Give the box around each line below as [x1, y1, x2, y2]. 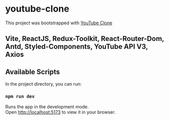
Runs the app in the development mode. [5, 104, 89, 110]
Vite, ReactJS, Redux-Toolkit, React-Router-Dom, [5, 34, 164, 43]
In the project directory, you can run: [5, 81, 82, 87]
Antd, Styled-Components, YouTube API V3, [5, 43, 148, 51]
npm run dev [5, 94, 35, 99]
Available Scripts [5, 67, 60, 76]
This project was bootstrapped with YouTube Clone [5, 20, 113, 26]
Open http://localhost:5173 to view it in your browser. [5, 109, 116, 115]
